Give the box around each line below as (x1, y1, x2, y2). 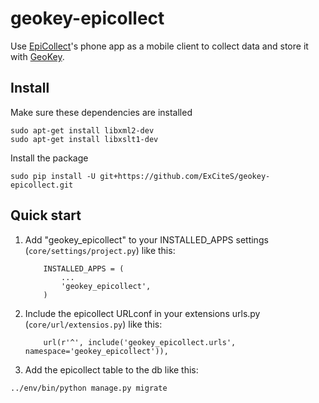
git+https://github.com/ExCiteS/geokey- (99, 171, 271, 181)
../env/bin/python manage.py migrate (10, 383, 168, 393)
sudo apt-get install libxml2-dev (10, 125, 155, 136)
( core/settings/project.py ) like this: (24, 244, 176, 256)
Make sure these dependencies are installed (10, 106, 193, 118)
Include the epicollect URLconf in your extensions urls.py (24, 307, 261, 319)
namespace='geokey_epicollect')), (24, 346, 169, 356)
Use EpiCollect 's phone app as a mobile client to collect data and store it (10, 40, 309, 52)
